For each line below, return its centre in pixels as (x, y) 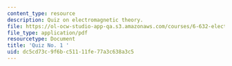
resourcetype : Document (41, 39)
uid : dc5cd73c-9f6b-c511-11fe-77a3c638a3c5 (71, 52)
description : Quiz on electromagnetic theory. (75, 20)
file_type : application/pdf (48, 33)
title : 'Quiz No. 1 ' (38, 45)
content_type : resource (41, 13)
